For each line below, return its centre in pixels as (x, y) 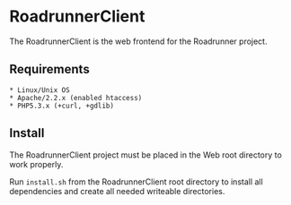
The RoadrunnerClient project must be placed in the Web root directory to (146, 155)
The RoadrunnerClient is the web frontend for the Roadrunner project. (138, 41)
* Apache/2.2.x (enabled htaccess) (76, 98)
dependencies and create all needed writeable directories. (117, 191)
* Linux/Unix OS (40, 90)
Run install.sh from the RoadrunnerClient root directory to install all (136, 182)
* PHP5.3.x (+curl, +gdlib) (62, 106)
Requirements (49, 69)
